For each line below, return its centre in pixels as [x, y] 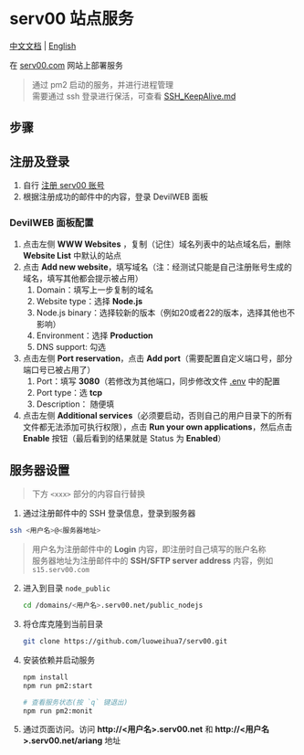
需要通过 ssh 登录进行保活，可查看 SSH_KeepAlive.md [134, 96]
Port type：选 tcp [69, 393]
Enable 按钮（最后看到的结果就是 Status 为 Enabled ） [124, 439]
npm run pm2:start [58, 686]
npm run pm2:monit [58, 711]
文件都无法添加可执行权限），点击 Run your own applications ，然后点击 [157, 427]
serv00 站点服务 [72, 19]
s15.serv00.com [61, 570]
